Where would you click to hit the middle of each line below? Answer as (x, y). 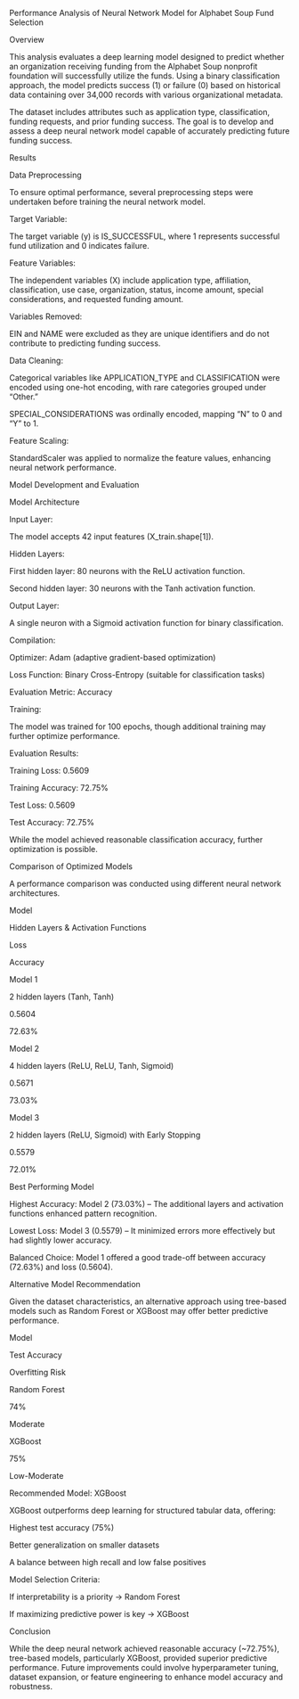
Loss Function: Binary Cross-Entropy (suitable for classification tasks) (137, 675)
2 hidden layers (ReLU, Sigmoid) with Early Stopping (105, 1135)
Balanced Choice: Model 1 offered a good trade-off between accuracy (137, 1257)
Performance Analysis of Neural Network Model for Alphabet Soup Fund (141, 13)
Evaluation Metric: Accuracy (61, 692)
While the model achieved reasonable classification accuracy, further (136, 840)
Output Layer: (34, 606)
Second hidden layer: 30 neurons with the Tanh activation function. (133, 588)
